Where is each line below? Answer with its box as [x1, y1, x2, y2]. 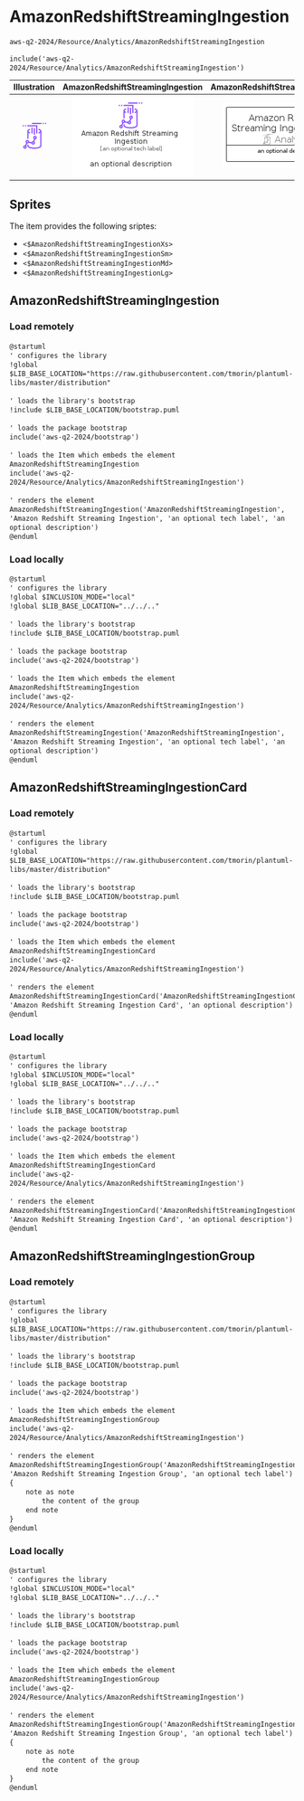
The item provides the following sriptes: [9, 221, 157, 232]
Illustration [13, 81, 56, 92]
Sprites [9, 196, 52, 212]
